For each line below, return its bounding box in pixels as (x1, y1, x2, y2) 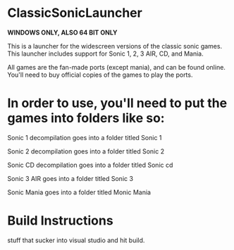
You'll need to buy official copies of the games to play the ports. (7, 70, 193, 79)
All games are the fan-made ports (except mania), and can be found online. (7, 63, 226, 71)
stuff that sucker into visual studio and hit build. (7, 236, 145, 244)
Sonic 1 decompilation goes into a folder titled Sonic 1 (7, 133, 162, 142)
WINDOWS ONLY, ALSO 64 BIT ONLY (7, 28, 118, 37)
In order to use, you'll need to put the (7, 95, 228, 111)
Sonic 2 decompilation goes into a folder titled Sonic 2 (7, 146, 164, 156)
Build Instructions (7, 213, 114, 229)
